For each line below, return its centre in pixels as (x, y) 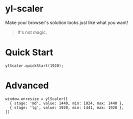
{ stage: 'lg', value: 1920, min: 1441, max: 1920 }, (67, 107)
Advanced (27, 86)
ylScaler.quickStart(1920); (34, 65)
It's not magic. (32, 32)
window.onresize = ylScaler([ (37, 99)
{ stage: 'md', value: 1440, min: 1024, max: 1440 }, (67, 103)
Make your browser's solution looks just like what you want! (67, 22)
